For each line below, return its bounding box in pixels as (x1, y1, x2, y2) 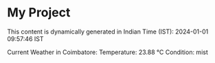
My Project (7, 5, 71, 21)
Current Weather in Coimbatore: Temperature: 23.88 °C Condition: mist (7, 48, 208, 56)
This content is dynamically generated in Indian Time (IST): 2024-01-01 (7, 27, 209, 36)
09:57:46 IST (7, 34, 44, 42)
